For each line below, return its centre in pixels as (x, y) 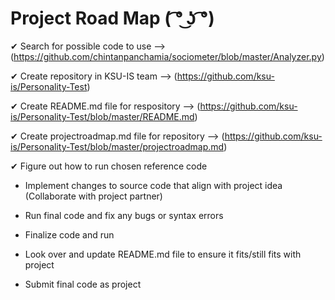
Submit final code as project (83, 284)
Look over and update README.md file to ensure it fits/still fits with (163, 254)
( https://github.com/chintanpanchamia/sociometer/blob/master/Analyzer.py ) (167, 56)
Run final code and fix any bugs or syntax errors (124, 215)
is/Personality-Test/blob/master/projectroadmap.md (117, 146)
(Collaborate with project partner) (93, 196)
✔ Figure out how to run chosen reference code (109, 166)
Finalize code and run (69, 234)
